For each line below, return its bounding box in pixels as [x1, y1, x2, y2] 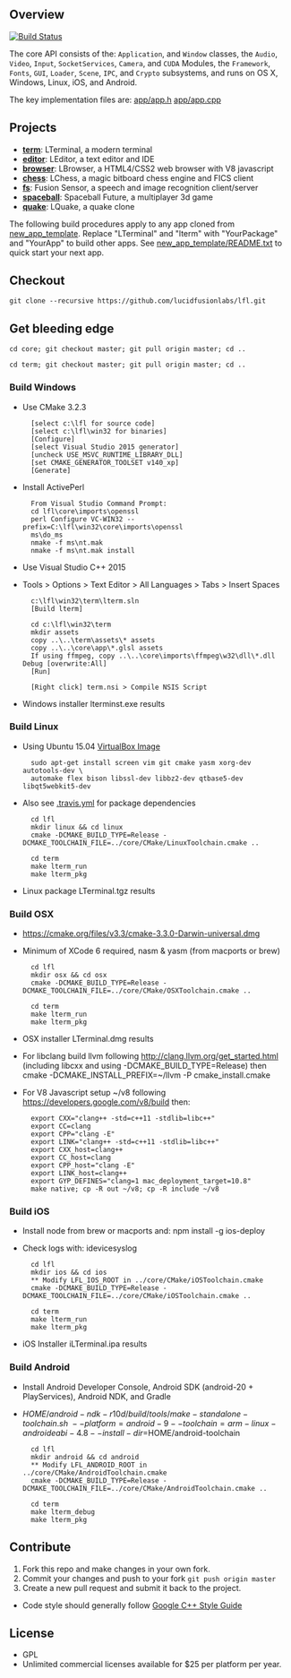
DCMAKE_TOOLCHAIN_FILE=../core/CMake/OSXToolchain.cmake [21, 986, 240, 995]
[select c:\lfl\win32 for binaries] [30, 426, 167, 435]
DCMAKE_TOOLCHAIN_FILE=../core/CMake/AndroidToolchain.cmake [21, 1484, 256, 1493]
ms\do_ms [30, 530, 64, 539]
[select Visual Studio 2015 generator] [30, 443, 179, 452]
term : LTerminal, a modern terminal [21, 143, 153, 155]
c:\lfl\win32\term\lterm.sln [30, 596, 140, 606]
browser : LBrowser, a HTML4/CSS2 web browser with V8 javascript [21, 163, 275, 174]
